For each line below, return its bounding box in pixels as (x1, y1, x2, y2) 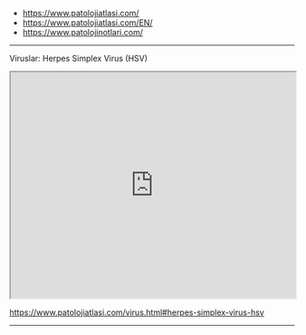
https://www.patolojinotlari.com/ (22, 27, 143, 37)
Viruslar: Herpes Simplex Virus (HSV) (9, 53, 148, 63)
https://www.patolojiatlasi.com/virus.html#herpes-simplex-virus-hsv (9, 307, 264, 318)
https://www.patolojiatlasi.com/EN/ (22, 17, 153, 28)
